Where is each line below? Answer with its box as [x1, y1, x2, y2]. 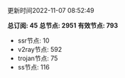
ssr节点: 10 [17, 36, 50, 45]
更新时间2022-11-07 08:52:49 [7, 6, 94, 14]
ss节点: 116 [17, 63, 50, 71]
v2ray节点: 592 [17, 45, 62, 53]
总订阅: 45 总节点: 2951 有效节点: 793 [7, 21, 119, 30]
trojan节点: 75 [17, 54, 58, 62]
